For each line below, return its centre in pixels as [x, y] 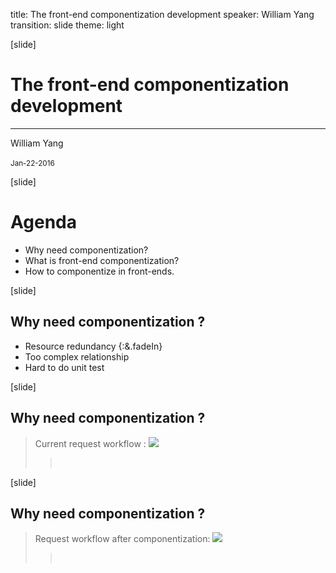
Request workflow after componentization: [122, 539]
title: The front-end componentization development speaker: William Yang [162, 14]
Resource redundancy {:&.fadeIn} [93, 346]
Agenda [43, 222]
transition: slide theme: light [67, 25]
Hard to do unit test [64, 367]
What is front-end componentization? [102, 260]
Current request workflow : [90, 443]
